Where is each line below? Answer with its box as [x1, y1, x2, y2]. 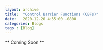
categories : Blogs [5, 21, 43, 26]
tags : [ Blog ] [5, 26, 35, 31]
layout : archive [5, 7, 39, 12]
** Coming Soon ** [5, 39, 45, 45]
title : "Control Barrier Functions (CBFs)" [5, 12, 99, 17]
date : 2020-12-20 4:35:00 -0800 [5, 16, 77, 21]
